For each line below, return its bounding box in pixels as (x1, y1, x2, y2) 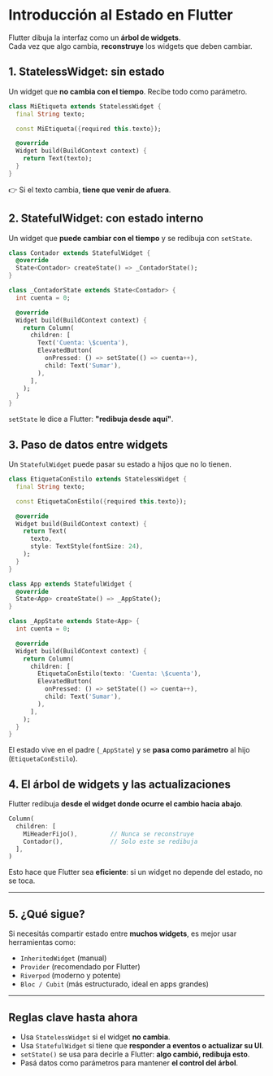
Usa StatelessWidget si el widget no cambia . (19, 1032, 171, 1042)
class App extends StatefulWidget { (8, 580, 132, 588)
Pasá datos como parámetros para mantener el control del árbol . (19, 1057, 238, 1068)
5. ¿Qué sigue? (8, 907, 85, 921)
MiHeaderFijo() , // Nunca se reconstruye (23, 829, 195, 838)
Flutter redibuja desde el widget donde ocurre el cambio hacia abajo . (8, 799, 243, 809)
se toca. (8, 876, 36, 885)
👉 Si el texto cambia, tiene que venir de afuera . (8, 185, 171, 195)
